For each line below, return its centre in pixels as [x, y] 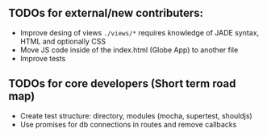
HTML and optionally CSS [63, 41]
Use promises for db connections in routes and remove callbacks [128, 124]
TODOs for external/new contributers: [106, 13]
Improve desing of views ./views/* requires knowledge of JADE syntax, [140, 32]
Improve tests [43, 58]
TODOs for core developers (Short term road [122, 84]
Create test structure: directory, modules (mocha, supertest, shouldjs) [136, 115]
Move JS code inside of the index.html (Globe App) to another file [129, 50]
